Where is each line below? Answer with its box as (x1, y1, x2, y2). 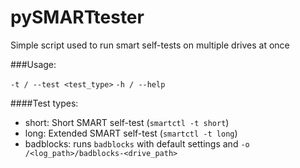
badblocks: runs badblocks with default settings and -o (24, 137, 250, 150)
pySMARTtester (10, 6, 145, 29)
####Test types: (10, 97, 79, 109)
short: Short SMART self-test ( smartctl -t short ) (24, 116, 230, 128)
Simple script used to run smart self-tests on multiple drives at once (10, 39, 290, 51)
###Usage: (10, 58, 57, 70)
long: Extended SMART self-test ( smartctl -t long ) (24, 127, 238, 139)
